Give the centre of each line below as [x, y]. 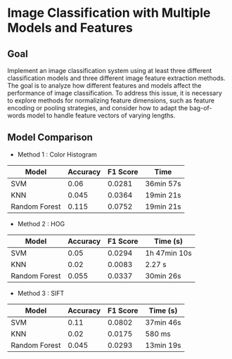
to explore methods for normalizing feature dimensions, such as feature [111, 100]
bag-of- [201, 108]
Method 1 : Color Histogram [57, 154]
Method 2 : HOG [41, 223]
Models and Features [70, 28]
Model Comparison [50, 137]
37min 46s [163, 322]
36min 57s [163, 183]
